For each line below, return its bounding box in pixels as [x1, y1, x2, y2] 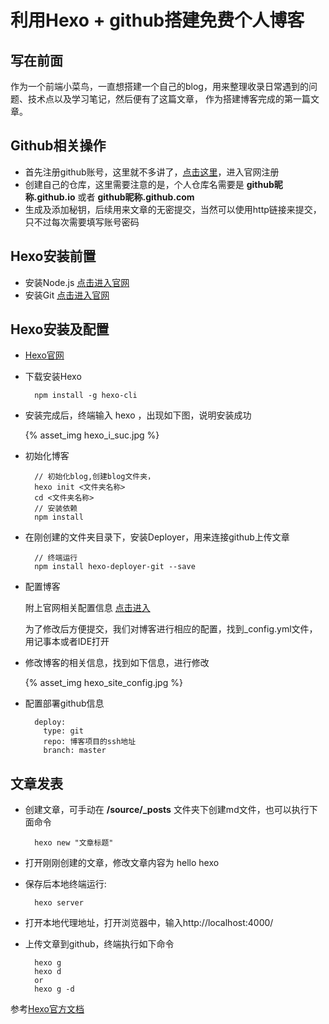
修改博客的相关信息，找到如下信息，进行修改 [24, 657, 210, 669]
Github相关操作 [10, 137, 107, 155]
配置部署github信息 [24, 697, 105, 710]
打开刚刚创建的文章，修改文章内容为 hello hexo [24, 857, 220, 869]
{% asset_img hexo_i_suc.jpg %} [24, 429, 160, 441]
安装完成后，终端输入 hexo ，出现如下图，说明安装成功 [24, 409, 252, 421]
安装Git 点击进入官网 [24, 289, 110, 301]
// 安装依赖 [34, 504, 78, 514]
